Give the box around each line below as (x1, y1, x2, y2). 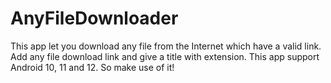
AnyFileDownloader (10, 7, 179, 30)
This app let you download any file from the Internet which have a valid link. (10, 40, 322, 52)
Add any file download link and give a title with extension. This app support (10, 50, 320, 62)
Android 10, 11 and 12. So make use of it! (10, 61, 175, 73)
